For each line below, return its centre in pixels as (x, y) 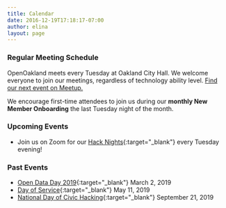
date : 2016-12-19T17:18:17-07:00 (56, 20)
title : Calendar (31, 14)
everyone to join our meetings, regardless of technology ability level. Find (112, 80)
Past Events (28, 167)
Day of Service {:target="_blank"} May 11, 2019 (83, 190)
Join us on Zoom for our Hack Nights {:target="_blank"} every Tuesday (118, 142)
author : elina (28, 27)
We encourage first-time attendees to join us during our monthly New (107, 101)
